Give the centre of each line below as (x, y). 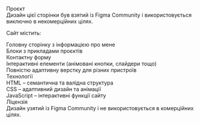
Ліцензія (17, 102)
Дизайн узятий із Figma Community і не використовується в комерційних (100, 108)
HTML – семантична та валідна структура (60, 83)
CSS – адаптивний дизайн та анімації (53, 89)
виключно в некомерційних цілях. (50, 21)
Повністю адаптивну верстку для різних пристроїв (71, 70)
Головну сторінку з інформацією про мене (61, 45)
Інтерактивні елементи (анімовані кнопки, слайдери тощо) (82, 63)
